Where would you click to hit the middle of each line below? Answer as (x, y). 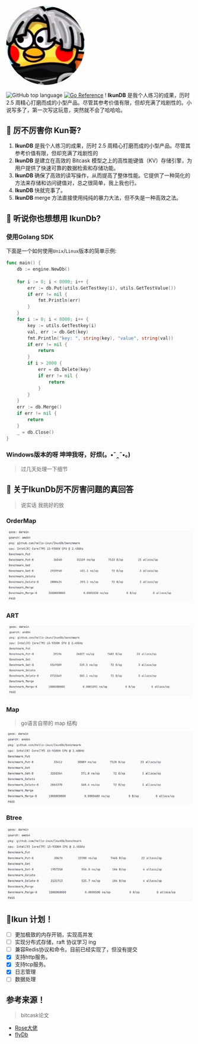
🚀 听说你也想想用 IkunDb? (54, 218)
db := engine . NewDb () (43, 269)
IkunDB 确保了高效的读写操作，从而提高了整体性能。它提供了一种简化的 (103, 175)
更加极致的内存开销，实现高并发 (54, 935)
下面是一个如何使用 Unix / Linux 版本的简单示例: (61, 251)
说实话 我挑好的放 (42, 505)
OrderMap (21, 521)
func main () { (24, 263)
